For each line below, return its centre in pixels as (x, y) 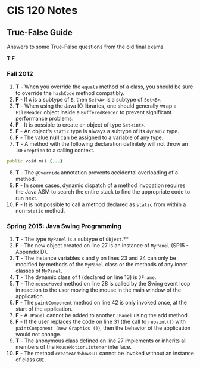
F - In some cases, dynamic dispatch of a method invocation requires (100, 185)
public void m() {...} (35, 161)
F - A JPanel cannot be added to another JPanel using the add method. (102, 315)
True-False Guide (40, 33)
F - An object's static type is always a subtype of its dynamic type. (97, 131)
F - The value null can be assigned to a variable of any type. (89, 137)
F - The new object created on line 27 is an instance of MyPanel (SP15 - (102, 246)
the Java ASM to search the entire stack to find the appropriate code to (103, 192)
